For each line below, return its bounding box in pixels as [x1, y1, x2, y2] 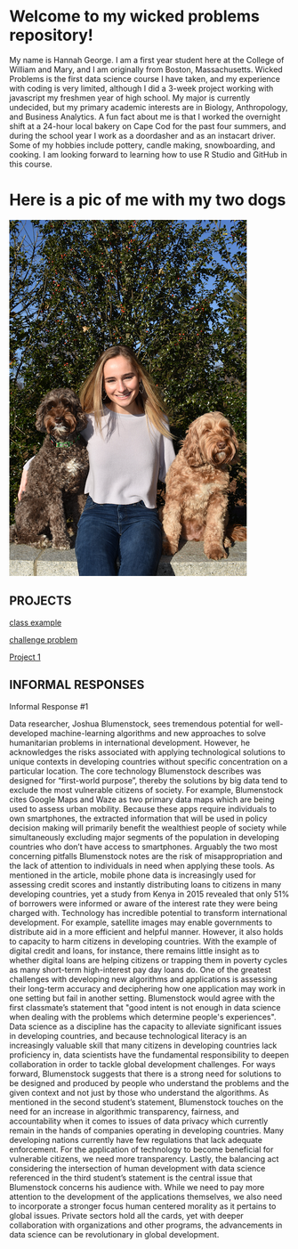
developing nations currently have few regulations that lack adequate [9, 1134, 262, 1145]
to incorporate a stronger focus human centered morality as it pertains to [9, 1200, 277, 1212]
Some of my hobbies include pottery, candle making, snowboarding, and [9, 140, 276, 150]
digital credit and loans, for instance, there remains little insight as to [9, 945, 260, 956]
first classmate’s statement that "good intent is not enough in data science [9, 1002, 281, 1012]
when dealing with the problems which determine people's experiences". [9, 1011, 277, 1022]
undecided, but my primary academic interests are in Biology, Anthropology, [9, 101, 288, 112]
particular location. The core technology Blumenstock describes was [9, 766, 262, 776]
